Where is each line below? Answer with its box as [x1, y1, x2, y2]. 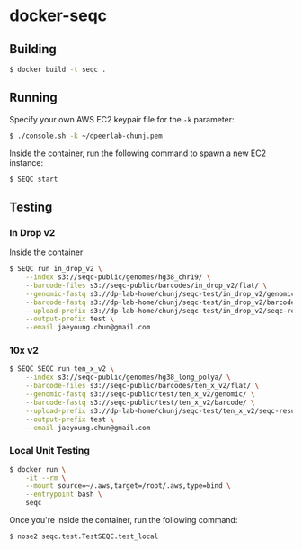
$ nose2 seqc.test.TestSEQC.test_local [9, 532, 159, 541]
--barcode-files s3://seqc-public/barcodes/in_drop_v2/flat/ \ [25, 281, 268, 290]
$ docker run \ [9, 464, 67, 473]
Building [9, 41, 57, 57]
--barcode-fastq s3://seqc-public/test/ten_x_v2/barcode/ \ [25, 398, 255, 407]
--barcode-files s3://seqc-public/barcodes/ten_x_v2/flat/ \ [25, 382, 259, 391]
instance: [9, 157, 44, 167]
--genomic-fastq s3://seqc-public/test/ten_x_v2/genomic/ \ [25, 390, 255, 399]
